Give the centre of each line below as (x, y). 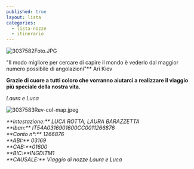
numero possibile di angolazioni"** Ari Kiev (59, 69)
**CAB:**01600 (27, 147)
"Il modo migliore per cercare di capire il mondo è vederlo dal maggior (93, 63)
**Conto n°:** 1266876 (35, 134)
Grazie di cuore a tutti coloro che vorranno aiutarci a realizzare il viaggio (97, 81)
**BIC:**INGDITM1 (30, 153)
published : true (26, 12)
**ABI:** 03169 (26, 140)
